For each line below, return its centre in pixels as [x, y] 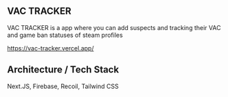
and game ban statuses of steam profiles [65, 35]
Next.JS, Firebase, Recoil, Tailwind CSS [63, 86]
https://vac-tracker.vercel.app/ [50, 48]
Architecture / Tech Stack [63, 70]
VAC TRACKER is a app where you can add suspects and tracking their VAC [114, 27]
